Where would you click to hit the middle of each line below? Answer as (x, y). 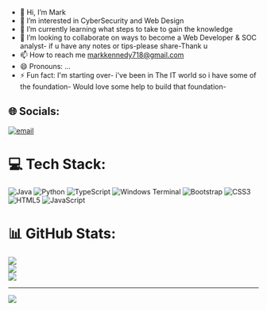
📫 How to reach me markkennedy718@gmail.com (102, 55)
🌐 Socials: (34, 111)
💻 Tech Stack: (57, 164)
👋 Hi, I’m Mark (43, 12)
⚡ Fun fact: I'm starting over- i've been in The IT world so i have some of (138, 75)
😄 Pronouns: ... (45, 66)
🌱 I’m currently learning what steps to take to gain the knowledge (126, 29)
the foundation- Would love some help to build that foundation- (123, 86)
